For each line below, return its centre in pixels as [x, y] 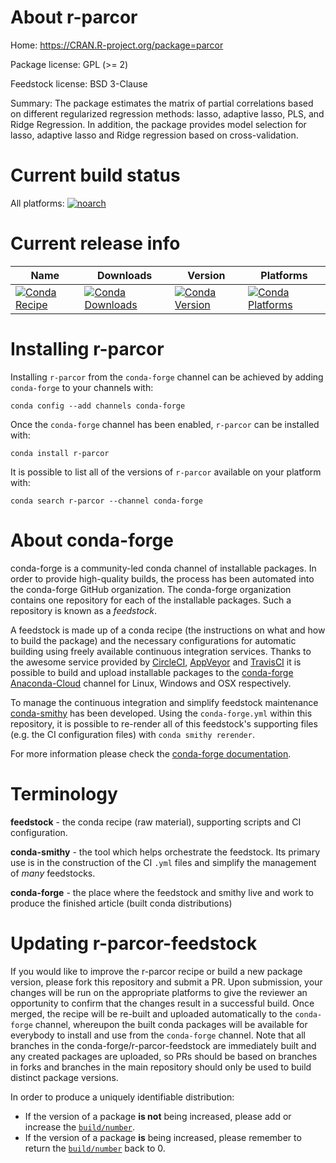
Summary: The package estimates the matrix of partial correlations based [162, 103]
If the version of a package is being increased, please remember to [163, 1137]
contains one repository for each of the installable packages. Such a [151, 600]
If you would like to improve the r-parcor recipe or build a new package [156, 971]
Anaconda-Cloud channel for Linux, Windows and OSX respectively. [151, 683]
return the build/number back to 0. [95, 1148]
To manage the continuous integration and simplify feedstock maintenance [164, 702]
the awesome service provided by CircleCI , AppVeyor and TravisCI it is [156, 662]
